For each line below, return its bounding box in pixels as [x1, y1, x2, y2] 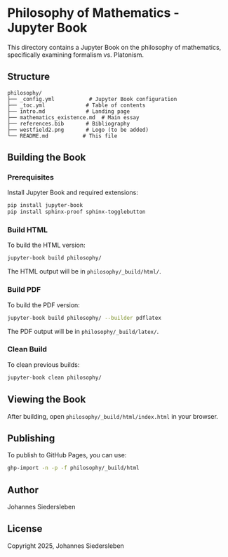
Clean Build [7, 344, 48, 354]
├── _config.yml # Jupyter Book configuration [7, 95, 177, 102]
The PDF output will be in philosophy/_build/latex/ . [7, 327, 159, 335]
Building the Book [7, 152, 86, 163]
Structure [7, 71, 51, 83]
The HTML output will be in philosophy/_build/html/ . [7, 267, 161, 276]
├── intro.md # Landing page [7, 107, 130, 115]
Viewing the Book [7, 394, 86, 405]
